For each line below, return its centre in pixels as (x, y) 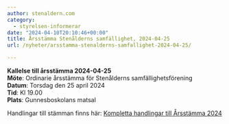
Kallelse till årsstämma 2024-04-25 (59, 71)
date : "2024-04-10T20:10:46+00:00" (58, 33)
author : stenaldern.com (41, 13)
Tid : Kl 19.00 (25, 92)
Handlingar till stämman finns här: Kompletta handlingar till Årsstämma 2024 (115, 113)
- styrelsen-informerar (47, 26)
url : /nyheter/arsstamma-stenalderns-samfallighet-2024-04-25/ (99, 45)
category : (21, 20)
